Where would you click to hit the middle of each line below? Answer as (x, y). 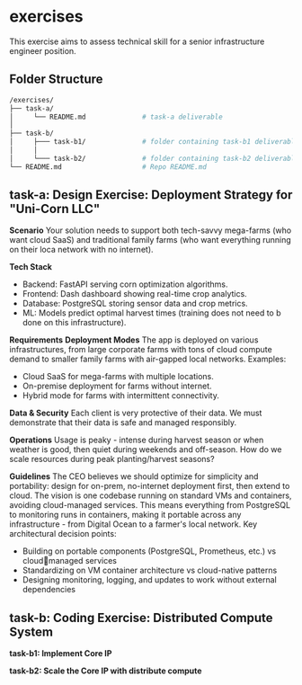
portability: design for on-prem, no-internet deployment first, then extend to (150, 486)
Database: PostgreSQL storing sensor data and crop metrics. (135, 304)
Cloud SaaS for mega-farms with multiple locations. (118, 377)
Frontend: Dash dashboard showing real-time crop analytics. (134, 294)
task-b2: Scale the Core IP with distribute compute (106, 671)
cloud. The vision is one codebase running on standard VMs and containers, (151, 495)
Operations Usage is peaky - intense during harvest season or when (137, 440)
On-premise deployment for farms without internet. (117, 386)
